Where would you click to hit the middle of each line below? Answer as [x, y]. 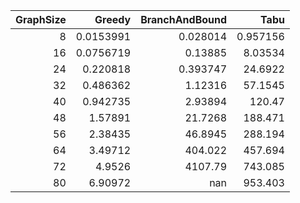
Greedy [113, 19]
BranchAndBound [184, 19]
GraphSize [41, 19]
